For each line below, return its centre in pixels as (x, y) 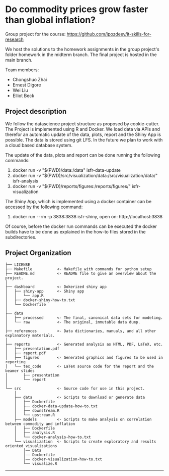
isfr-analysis (25, 181)
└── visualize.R (40, 463)
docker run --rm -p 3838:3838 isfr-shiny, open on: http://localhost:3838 (88, 216)
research (15, 39)
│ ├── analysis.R (35, 433)
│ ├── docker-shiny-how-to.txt (40, 300)
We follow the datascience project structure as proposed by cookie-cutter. (82, 124)
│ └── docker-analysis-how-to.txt (53, 437)
